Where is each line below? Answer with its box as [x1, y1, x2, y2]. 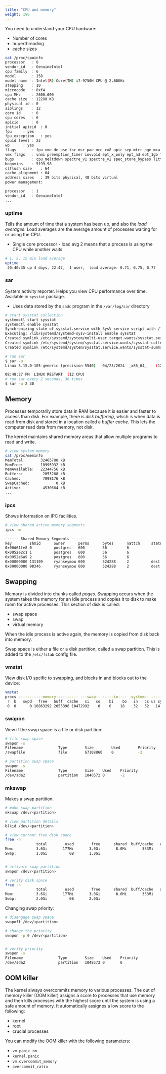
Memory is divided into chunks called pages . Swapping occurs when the [5, 591, 153, 597]
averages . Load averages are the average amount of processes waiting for [5, 226, 157, 232]
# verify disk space [5, 878, 48, 883]
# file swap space [5, 736, 43, 741]
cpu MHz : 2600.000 [5, 92, 54, 97]
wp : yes [5, 143, 35, 148]
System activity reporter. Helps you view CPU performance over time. [5, 288, 147, 294]
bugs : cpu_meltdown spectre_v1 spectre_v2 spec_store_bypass [5, 157, 152, 162]
